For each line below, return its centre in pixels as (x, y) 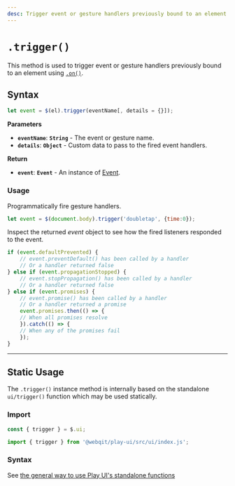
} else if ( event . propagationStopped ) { (67, 272)
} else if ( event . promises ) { (51, 292)
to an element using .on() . (45, 73)
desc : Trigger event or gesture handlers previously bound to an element (117, 14)
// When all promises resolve (64, 318)
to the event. (26, 240)
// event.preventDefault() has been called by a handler (105, 259)
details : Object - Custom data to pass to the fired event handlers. (112, 145)
